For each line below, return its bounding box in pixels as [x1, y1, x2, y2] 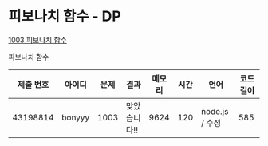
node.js [200, 105, 229, 116]
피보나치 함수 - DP [8, 7, 121, 26]
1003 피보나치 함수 [8, 35, 68, 45]
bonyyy [61, 112, 90, 123]
